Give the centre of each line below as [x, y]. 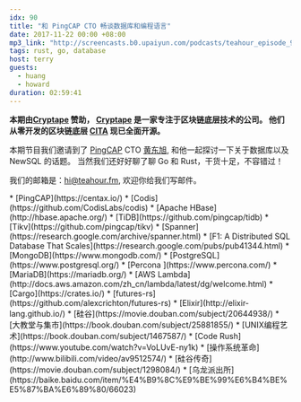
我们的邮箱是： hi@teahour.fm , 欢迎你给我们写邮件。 [105, 179]
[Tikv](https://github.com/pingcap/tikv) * [85, 226]
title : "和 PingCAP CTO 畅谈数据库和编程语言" [90, 26]
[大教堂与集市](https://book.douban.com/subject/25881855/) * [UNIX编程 [145, 325]
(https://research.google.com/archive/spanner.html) [105, 236]
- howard [34, 84]
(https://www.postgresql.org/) [64, 265]
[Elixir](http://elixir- [214, 302]
